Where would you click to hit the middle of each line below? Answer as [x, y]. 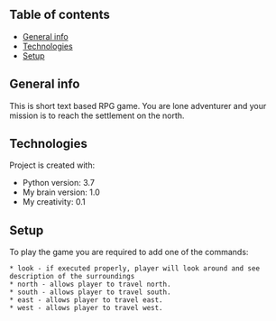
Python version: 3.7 [58, 183]
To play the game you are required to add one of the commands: [129, 252]
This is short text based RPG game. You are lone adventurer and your [138, 105]
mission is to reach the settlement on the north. [97, 115]
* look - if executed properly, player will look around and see [134, 269]
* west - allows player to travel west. [87, 308]
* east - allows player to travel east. [87, 300]
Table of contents [60, 15]
